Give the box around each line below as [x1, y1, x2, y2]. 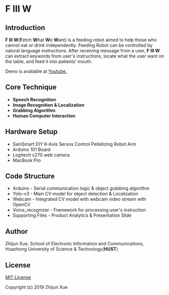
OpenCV [12, 201, 31, 208]
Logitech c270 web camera [12, 152, 70, 158]
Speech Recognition [12, 96, 57, 102]
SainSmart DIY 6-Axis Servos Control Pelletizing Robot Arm [12, 141, 137, 147]
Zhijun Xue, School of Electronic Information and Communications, [5, 241, 144, 247]
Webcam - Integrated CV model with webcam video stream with [12, 196, 147, 202]
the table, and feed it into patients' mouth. [5, 58, 93, 64]
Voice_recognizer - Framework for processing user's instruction [12, 207, 146, 213]
